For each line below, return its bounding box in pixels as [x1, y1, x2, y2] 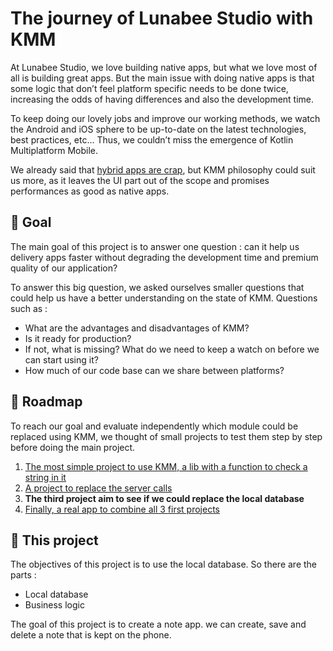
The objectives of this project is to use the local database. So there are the [10, 558, 318, 571]
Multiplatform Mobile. [10, 144, 98, 156]
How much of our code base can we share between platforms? [24, 364, 285, 376]
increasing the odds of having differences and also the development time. [10, 93, 315, 105]
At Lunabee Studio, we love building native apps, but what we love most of [10, 61, 318, 73]
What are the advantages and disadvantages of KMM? [24, 322, 250, 334]
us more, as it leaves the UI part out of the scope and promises [10, 174, 270, 186]
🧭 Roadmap [10, 393, 83, 411]
